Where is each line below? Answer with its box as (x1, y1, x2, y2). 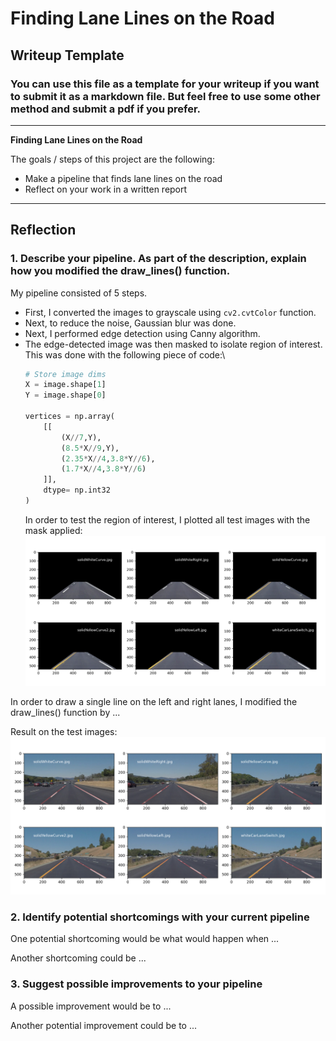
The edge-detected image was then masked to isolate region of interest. (24, 338, 323, 350)
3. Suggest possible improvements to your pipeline (10, 977, 263, 991)
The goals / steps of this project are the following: (10, 153, 215, 165)
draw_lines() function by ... (10, 707, 121, 719)
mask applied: (24, 524, 83, 536)
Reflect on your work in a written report (24, 183, 188, 195)
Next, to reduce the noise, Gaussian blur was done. (24, 317, 237, 329)
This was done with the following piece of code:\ (24, 348, 226, 361)
